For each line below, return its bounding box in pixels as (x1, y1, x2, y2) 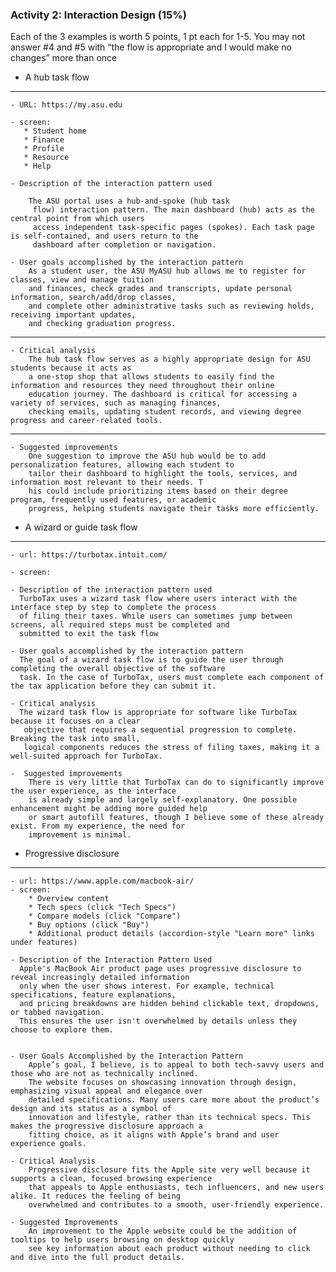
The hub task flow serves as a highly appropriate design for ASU (28, 354, 311, 365)
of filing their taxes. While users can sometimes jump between (19, 611, 293, 622)
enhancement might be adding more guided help (10, 804, 208, 814)
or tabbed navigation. (10, 1008, 105, 1018)
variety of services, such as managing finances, (10, 398, 222, 408)
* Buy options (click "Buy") (28, 920, 150, 930)
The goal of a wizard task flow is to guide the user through (19, 655, 284, 665)
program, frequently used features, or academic (10, 495, 217, 505)
